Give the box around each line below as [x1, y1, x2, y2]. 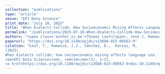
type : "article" [5, 12, 38, 17]
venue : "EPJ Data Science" [5, 16, 60, 21]
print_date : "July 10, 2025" [5, 20, 65, 26]
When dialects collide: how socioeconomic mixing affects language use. [5, 52, 157, 57]
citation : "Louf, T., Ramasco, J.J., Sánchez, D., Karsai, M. [5, 43, 137, 48]
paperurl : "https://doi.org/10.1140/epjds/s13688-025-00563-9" [5, 39, 137, 44]
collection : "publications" [5, 7, 63, 12]
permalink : [5, 30, 27, 35]
